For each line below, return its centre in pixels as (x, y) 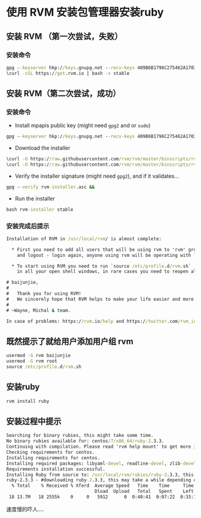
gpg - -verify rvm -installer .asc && (51, 187)
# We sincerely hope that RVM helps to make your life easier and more (100, 299)
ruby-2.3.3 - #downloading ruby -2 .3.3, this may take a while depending (99, 480)
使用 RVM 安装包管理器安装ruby (85, 12)
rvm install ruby (28, 401)
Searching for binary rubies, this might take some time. (80, 436)
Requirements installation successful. (56, 469)
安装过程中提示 (34, 421)
